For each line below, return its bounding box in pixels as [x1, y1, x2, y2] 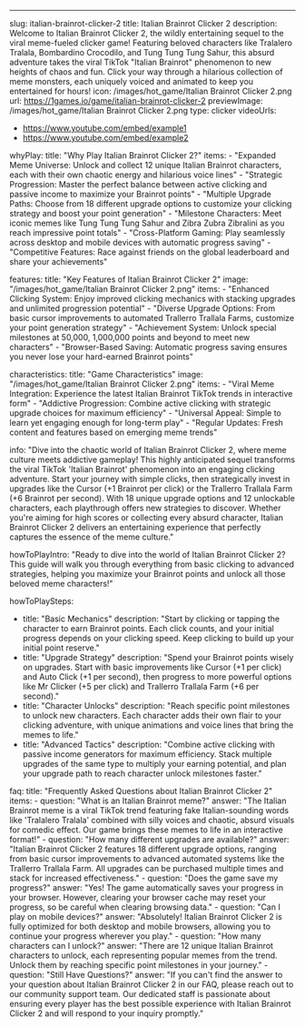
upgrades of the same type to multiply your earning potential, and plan [22, 759, 287, 769]
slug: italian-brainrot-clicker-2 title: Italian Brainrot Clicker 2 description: [9, 18, 278, 28]
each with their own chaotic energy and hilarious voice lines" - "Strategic [9, 169, 283, 180]
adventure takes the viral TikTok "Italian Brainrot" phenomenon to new [9, 56, 272, 67]
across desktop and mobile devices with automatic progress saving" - [9, 237, 271, 247]
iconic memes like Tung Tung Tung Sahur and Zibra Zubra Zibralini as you [9, 217, 285, 228]
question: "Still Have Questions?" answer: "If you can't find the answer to [9, 970, 283, 980]
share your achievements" [9, 257, 108, 267]
